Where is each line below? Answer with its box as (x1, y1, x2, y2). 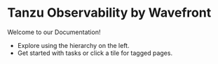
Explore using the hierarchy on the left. (17, 41, 130, 49)
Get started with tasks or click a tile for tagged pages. (17, 49, 173, 57)
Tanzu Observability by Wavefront (7, 5, 212, 21)
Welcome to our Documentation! (7, 28, 101, 36)
